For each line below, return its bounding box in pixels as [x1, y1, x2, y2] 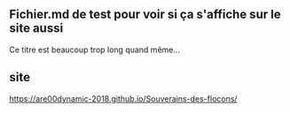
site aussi [9, 21, 64, 36]
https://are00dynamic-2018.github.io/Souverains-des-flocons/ [9, 93, 238, 104]
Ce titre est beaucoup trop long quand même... [9, 44, 180, 55]
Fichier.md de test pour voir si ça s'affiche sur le [9, 7, 281, 22]
